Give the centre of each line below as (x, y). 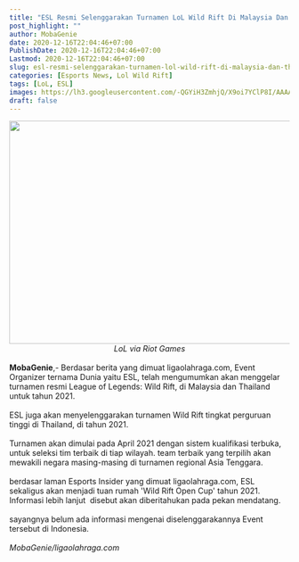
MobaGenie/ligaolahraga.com (65, 548)
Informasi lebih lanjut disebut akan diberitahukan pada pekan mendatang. (145, 500)
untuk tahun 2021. (42, 396)
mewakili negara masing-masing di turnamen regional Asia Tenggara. (136, 463)
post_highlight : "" (45, 26)
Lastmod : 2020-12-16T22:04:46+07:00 (77, 59)
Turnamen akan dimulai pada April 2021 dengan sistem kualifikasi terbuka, (145, 443)
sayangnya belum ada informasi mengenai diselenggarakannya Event (137, 519)
